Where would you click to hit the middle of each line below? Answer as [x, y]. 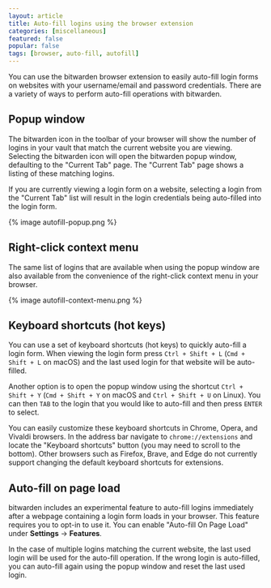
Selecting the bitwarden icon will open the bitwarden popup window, [123, 156]
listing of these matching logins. [61, 173]
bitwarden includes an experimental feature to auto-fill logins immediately [131, 508]
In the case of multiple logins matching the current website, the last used [130, 549]
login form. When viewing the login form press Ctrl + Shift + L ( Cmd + [127, 354]
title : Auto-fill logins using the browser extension [101, 24]
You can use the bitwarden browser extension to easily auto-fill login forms [133, 77]
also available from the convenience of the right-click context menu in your [133, 276]
